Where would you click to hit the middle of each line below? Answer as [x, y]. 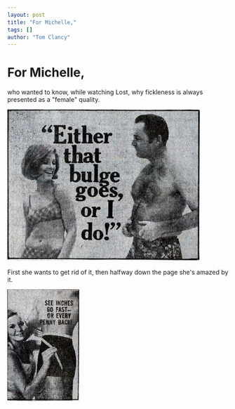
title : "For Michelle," [42, 22]
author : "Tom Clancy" [39, 37]
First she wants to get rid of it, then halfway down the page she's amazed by [118, 272]
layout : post [26, 15]
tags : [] [20, 30]
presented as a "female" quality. [54, 100]
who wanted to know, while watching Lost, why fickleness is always [105, 92]
